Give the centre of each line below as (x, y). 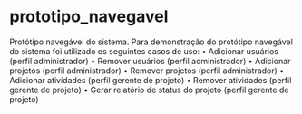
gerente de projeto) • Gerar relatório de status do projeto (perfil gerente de (149, 90)
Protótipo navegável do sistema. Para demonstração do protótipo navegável (151, 42)
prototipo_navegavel (89, 17)
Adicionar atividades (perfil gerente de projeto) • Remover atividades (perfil (151, 80)
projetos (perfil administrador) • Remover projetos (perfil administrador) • (147, 71)
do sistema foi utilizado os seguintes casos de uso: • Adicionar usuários (144, 51)
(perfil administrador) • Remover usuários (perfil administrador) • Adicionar (150, 61)
